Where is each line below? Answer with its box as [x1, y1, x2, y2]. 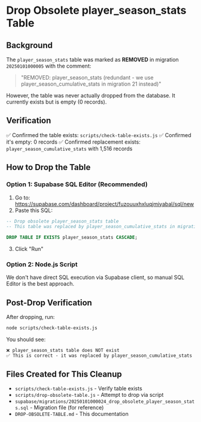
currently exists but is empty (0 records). [6, 98, 107, 105]
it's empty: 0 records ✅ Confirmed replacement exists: [6, 138, 141, 145]
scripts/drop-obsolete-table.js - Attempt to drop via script [14, 391, 164, 398]
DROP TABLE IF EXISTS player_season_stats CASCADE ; [6, 235, 138, 241]
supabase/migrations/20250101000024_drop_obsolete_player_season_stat [14, 399, 195, 405]
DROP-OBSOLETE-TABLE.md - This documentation [14, 410, 129, 417]
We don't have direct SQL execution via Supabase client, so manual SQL [6, 274, 185, 281]
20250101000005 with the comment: [6, 62, 92, 69]
